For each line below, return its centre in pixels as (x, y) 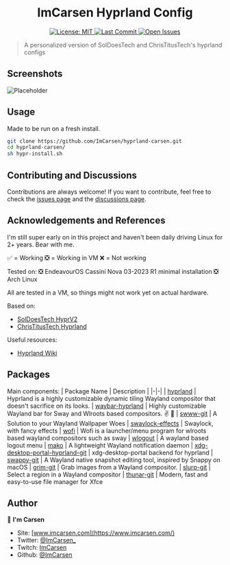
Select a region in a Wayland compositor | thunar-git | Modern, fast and (107, 474)
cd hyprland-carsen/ (37, 148)
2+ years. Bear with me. (41, 244)
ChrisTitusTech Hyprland (52, 326)
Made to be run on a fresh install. (54, 128)
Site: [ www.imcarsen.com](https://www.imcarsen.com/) (96, 533)
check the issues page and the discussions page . (77, 199)
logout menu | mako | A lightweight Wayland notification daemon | (100, 445)
